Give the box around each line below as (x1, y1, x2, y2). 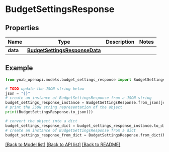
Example (5, 64, 33, 72)
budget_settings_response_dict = (5, 123, 75, 128)
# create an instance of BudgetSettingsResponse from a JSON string (5, 95, 152, 101)
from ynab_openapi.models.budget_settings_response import (5, 77, 132, 82)
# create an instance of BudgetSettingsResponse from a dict (5, 128, 136, 133)
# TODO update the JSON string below (5, 86, 84, 91)
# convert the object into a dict (5, 118, 78, 123)
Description (105, 39, 135, 45)
